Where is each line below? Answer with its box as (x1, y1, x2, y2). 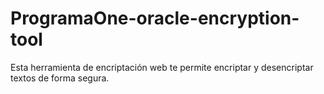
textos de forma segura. (10, 72, 110, 84)
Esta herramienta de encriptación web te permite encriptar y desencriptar (10, 61, 314, 73)
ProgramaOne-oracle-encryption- (10, 7, 300, 30)
